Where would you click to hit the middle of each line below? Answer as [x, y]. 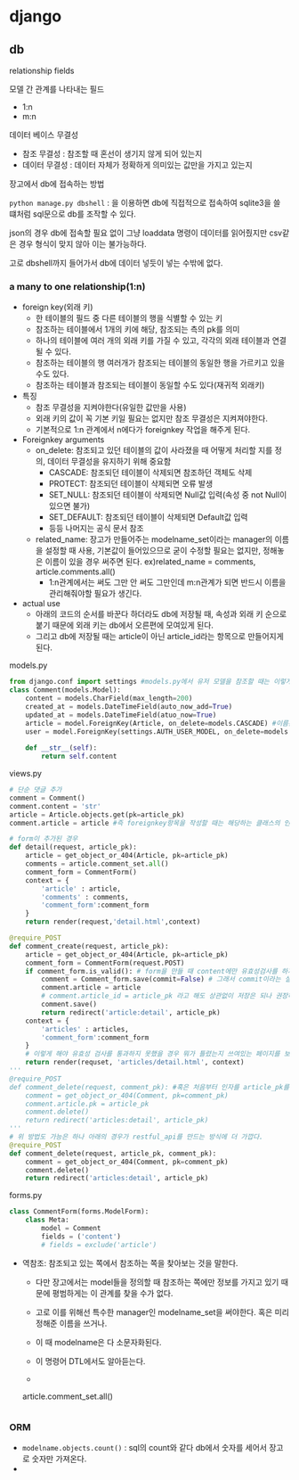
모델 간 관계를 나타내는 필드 [57, 89]
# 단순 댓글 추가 [36, 790]
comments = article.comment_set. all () [97, 864]
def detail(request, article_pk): [73, 847]
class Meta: [47, 1220]
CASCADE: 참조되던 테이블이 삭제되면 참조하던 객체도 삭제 [150, 473]
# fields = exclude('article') [99, 1245]
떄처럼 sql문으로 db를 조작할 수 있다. [73, 214]
